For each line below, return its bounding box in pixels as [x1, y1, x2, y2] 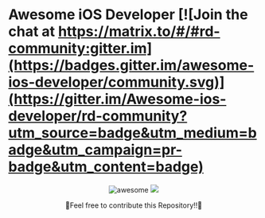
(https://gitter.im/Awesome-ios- [8, 90, 227, 108]
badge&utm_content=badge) [8, 158, 205, 176]
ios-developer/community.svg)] [8, 73, 225, 91]
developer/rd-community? [8, 107, 188, 125]
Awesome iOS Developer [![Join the [8, 6, 248, 24]
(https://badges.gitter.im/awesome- [8, 56, 255, 75]
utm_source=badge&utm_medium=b [8, 124, 257, 142]
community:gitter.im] [8, 40, 153, 57]
